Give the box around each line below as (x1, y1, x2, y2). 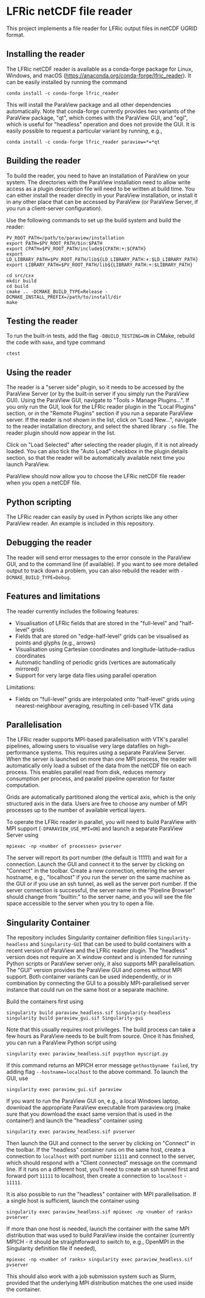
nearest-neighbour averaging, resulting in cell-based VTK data (15, 702, 173, 709)
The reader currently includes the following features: (6, 607, 140, 615)
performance (6, 749, 40, 756)
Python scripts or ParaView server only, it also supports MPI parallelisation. (6, 960, 196, 968)
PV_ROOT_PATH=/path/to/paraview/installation (6, 235, 124, 241)
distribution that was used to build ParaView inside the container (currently (6, 1232, 195, 1239)
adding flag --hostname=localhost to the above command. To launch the (6, 1068, 188, 1076)
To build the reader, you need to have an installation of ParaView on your (6, 172, 190, 179)
